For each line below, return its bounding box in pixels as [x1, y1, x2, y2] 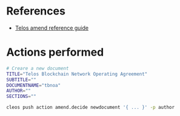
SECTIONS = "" [6, 94, 36, 100]
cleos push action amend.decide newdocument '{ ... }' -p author [6, 105, 175, 111]
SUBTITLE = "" [6, 77, 36, 83]
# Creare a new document [6, 65, 69, 71]
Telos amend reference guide [15, 24, 89, 31]
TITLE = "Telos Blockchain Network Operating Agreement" [6, 71, 148, 77]
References [6, 4, 65, 18]
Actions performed [6, 45, 104, 59]
